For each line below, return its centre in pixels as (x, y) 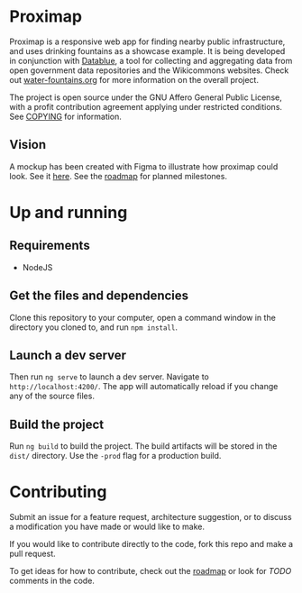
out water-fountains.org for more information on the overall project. (134, 79)
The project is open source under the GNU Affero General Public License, (146, 97)
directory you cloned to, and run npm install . (94, 327)
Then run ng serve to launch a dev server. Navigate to (109, 377)
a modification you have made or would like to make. (107, 527)
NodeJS (37, 267)
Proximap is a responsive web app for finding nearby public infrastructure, (147, 41)
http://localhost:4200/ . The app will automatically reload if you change (144, 387)
